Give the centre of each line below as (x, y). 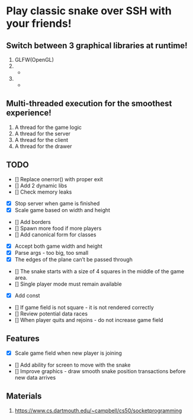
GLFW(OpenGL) (34, 60)
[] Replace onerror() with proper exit (59, 179)
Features (23, 339)
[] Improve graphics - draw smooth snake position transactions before (100, 371)
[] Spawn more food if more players (58, 228)
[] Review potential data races (51, 314)
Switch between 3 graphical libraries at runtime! (97, 45)
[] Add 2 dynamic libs (41, 185)
